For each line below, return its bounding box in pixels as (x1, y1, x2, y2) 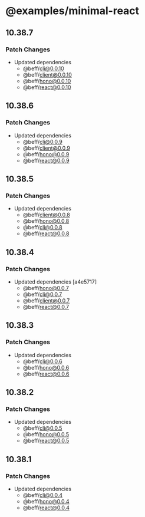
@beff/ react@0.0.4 (22, 504, 70, 511)
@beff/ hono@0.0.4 (22, 498, 70, 505)
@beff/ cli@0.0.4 (22, 492, 63, 499)
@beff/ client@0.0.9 (22, 144, 70, 152)
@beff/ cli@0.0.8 (22, 224, 62, 231)
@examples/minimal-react (5, 4, 140, 18)
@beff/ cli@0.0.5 (22, 424, 62, 432)
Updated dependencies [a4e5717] (14, 278, 97, 285)
